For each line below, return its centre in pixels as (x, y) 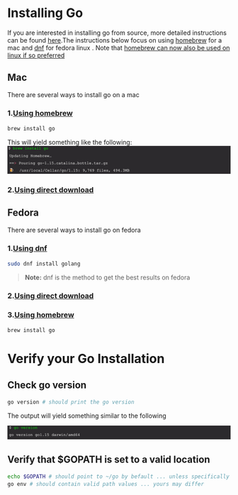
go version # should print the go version (71, 402)
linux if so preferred (36, 55)
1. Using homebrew (40, 113)
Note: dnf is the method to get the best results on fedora (107, 277)
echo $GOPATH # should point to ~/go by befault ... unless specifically (119, 477)
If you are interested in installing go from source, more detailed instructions (117, 33)
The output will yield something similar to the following (87, 416)
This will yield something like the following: (70, 142)
